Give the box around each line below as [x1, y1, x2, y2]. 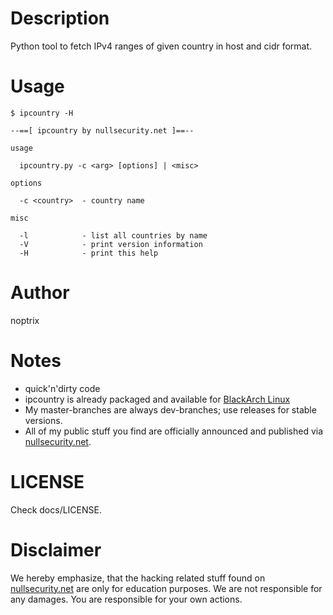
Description [10, 7, 110, 30]
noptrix [10, 314, 40, 326]
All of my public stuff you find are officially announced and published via [24, 425, 324, 437]
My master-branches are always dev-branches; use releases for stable [24, 403, 317, 416]
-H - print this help [19, 248, 159, 258]
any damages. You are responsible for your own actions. [10, 593, 243, 605]
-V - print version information [19, 239, 203, 249]
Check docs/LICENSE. [10, 503, 102, 516]
